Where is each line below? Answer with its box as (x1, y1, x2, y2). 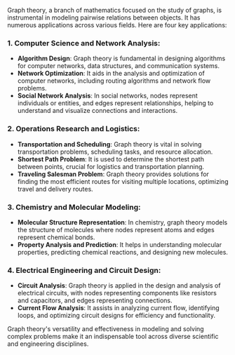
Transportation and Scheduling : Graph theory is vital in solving (17, 140, 202, 148)
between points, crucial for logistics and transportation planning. (17, 162, 205, 170)
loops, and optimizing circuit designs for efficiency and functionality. (17, 312, 216, 320)
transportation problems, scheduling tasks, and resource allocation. (17, 147, 213, 156)
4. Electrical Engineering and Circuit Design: (7, 265, 161, 275)
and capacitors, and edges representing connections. (17, 296, 173, 304)
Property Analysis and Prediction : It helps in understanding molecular (17, 240, 222, 248)
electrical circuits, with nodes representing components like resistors (17, 289, 217, 297)
